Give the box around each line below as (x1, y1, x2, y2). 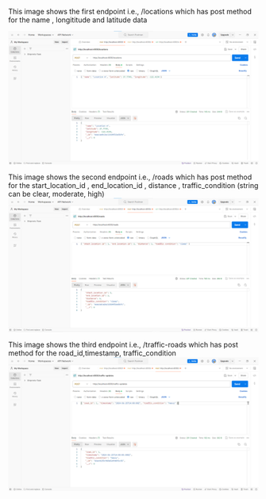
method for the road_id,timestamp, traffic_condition (8, 348, 177, 358)
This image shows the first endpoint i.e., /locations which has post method (8, 7, 252, 16)
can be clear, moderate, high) (8, 189, 105, 198)
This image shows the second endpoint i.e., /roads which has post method (8, 172, 253, 182)
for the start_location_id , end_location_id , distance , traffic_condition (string (8, 180, 259, 190)
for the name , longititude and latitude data (8, 15, 148, 25)
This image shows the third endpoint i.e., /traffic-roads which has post (8, 340, 238, 349)
